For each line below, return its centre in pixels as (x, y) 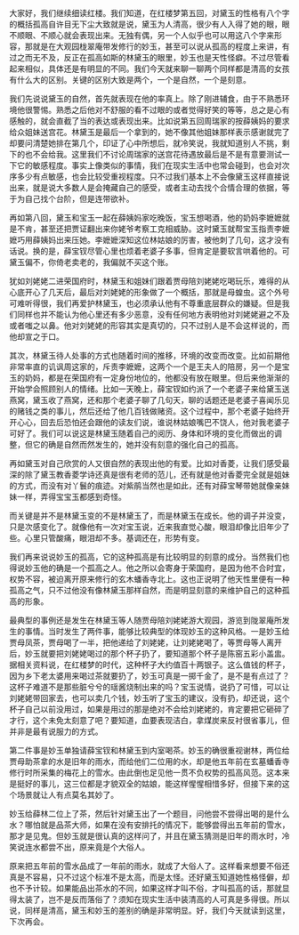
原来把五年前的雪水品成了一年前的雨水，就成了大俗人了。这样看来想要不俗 (145, 866)
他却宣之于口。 (36, 337)
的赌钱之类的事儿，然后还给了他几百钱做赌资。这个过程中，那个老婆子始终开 (149, 411)
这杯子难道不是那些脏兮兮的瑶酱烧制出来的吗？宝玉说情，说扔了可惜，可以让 (149, 687)
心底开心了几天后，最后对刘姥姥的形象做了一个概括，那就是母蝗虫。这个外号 (149, 292)
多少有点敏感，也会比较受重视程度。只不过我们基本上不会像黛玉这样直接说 (153, 177)
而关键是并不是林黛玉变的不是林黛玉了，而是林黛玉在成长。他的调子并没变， (149, 516)
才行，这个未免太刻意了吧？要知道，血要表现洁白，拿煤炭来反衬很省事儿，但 (149, 720)
